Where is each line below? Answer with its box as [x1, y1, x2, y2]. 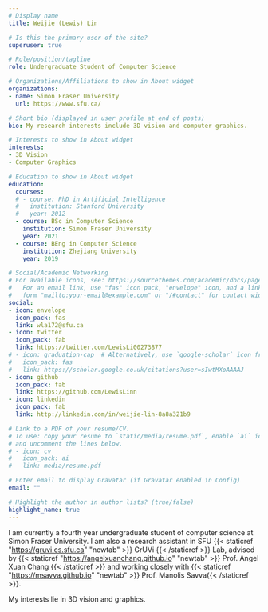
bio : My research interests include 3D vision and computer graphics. [8, 122, 248, 130]
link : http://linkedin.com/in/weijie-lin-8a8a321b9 [15, 410, 191, 418]
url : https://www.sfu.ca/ [15, 99, 102, 108]
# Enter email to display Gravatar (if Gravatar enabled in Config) [8, 477, 241, 485]
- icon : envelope [8, 306, 66, 314]
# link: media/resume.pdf [8, 462, 102, 470]
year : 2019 [22, 254, 59, 262]
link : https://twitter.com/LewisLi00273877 [15, 343, 162, 352]
